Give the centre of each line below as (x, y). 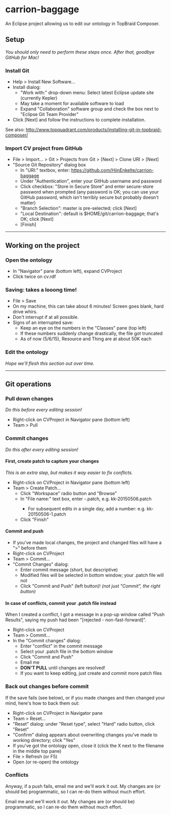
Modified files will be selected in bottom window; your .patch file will (92, 575)
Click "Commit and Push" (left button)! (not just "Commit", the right (90, 586)
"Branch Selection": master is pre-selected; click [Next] (78, 208)
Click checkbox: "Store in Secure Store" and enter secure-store (87, 187)
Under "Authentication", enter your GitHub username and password (91, 181)
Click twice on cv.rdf (34, 276)
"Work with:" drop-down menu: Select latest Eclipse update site (87, 92)
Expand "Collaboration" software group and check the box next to (89, 109)
